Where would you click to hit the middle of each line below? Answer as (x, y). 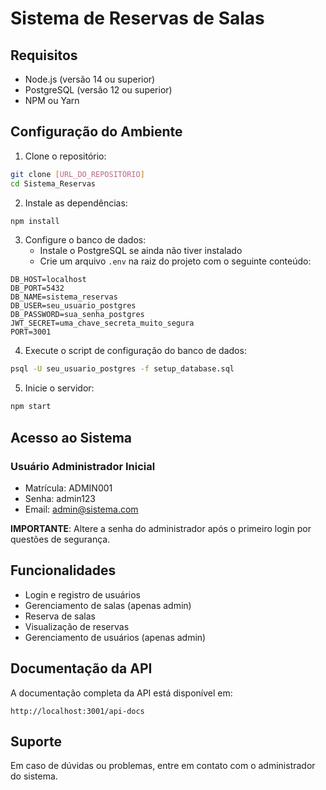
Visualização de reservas (77, 626)
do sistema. (34, 776)
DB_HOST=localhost (48, 280)
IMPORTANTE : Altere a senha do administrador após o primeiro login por (161, 528)
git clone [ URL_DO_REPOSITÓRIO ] (77, 174)
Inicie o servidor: (59, 388)
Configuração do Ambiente (96, 132)
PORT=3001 (31, 332)
